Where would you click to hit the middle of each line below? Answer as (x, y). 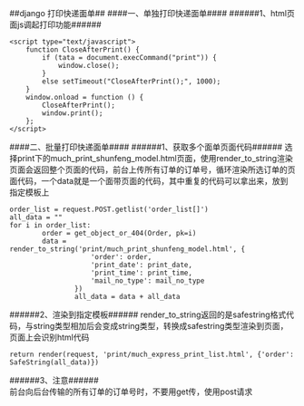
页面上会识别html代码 (49, 337)
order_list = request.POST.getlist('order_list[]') (109, 209)
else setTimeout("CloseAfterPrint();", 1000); (132, 82)
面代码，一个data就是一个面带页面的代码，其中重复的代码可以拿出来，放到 (149, 181)
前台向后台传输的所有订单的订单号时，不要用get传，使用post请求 (131, 391)
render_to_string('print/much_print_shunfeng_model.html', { (127, 249)
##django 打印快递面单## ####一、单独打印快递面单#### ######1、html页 (152, 13)
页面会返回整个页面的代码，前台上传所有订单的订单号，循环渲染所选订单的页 (152, 169)
